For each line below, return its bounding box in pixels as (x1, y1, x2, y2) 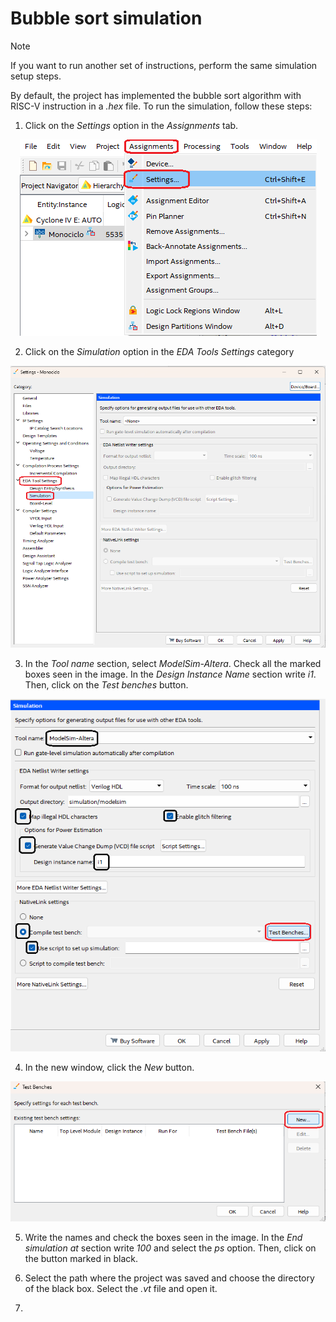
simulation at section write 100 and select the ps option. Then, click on (24, 1242, 317, 1254)
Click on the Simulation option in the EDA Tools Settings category (24, 345, 295, 357)
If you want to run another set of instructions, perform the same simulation (10, 59, 318, 71)
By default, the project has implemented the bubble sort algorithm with (10, 89, 302, 101)
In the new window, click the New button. (24, 1061, 195, 1073)
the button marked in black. (24, 1253, 139, 1265)
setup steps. (10, 70, 62, 82)
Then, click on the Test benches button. (24, 678, 189, 691)
